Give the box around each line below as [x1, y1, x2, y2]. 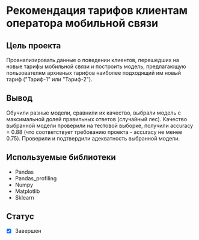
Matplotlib [14, 188, 40, 195]
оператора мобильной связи [6, 16, 159, 30]
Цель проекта [6, 40, 61, 51]
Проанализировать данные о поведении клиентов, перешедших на [6, 57, 179, 63]
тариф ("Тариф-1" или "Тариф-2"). [6, 76, 93, 83]
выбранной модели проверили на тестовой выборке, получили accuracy [6, 122, 194, 129]
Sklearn [14, 194, 34, 201]
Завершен [14, 227, 41, 235]
